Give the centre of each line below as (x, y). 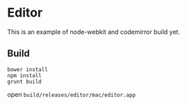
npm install (24, 75)
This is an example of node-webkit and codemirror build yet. (94, 32)
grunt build (24, 82)
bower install (28, 69)
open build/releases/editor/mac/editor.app (72, 94)
